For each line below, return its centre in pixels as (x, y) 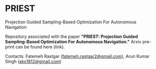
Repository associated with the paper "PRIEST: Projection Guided (71, 36)
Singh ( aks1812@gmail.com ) (33, 61)
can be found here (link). (40, 47)
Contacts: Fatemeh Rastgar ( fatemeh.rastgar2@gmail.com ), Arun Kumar (77, 56)
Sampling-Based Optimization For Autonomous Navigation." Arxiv (73, 41)
